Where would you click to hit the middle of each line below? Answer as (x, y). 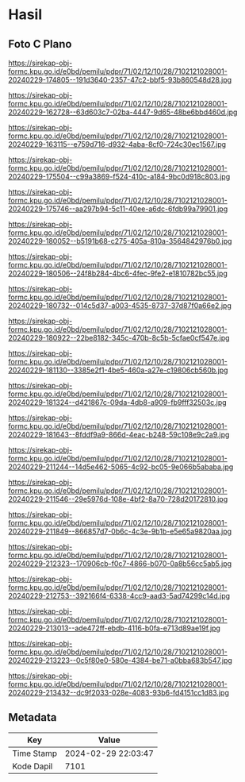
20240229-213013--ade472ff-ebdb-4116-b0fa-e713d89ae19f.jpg (114, 628)
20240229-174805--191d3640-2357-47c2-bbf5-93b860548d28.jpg (120, 80)
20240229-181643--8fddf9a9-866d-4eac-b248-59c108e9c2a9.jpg (119, 435)
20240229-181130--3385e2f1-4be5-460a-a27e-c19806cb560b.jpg (118, 370)
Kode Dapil (33, 766)
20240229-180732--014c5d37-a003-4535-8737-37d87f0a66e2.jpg (120, 306)
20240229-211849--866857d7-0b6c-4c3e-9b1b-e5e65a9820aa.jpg (120, 531)
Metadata (33, 717)
